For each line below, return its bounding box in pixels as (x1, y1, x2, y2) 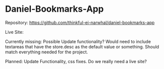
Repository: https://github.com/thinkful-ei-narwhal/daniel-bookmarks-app (5, 20, 155, 25)
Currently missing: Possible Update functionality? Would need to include (5, 38, 151, 45)
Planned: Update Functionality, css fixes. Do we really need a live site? (5, 58, 147, 64)
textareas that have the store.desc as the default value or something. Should (5, 44, 159, 49)
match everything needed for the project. (5, 49, 88, 55)
